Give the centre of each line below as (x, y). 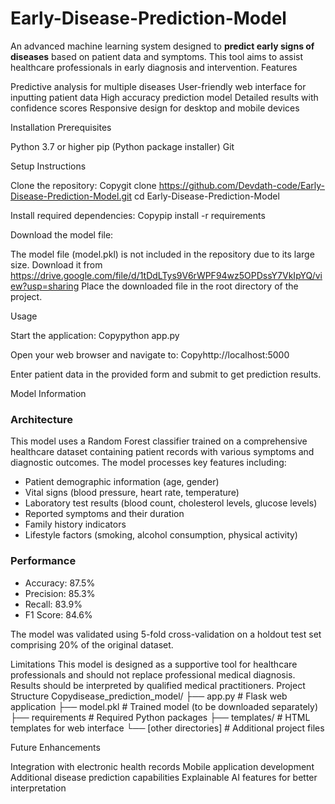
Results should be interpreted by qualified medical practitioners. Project (158, 685)
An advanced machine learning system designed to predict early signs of (162, 46)
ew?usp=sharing (45, 286)
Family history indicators (75, 524)
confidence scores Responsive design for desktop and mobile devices (155, 108)
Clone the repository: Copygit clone (83, 185)
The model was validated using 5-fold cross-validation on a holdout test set (166, 634)
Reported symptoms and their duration (104, 514)
